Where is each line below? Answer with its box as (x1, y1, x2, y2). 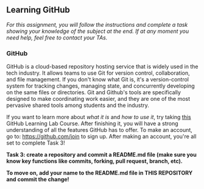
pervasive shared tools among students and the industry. (6, 101, 149, 109)
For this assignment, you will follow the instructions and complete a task (6, 21, 188, 28)
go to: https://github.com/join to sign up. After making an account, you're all (6, 133, 197, 140)
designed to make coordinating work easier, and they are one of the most (6, 95, 191, 103)
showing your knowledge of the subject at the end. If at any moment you (6, 27, 189, 35)
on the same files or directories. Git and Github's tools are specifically (6, 89, 181, 96)
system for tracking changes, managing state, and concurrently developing (6, 82, 195, 90)
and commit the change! (6, 176, 69, 183)
